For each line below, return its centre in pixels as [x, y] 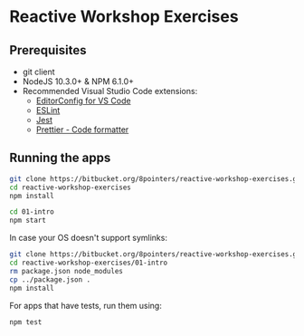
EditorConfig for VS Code [83, 101]
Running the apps [60, 158]
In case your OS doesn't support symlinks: [88, 238]
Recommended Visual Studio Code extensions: [110, 91]
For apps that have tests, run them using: [86, 305]
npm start [28, 221]
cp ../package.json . [50, 279]
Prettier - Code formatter [82, 130]
